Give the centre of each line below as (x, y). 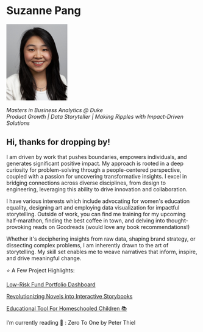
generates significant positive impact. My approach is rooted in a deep (95, 163)
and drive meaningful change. (44, 258)
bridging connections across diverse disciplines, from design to (86, 183)
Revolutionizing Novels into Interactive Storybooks (69, 296)
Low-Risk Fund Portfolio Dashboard (51, 284)
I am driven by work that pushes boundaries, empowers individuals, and (97, 157)
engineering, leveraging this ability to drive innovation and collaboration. (97, 189)
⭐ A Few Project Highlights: (41, 270)
